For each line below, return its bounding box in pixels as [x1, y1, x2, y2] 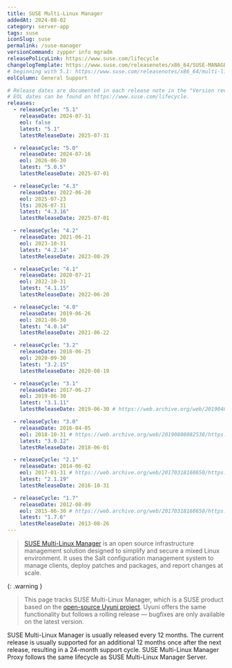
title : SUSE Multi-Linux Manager [7, 10, 104, 17]
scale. [23, 568, 41, 577]
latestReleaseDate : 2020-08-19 [19, 367, 110, 374]
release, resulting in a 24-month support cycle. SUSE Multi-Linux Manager [7, 646, 220, 653]
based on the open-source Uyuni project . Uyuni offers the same [23, 603, 206, 611]
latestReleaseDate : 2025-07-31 [19, 132, 110, 139]
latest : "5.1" [19, 125, 60, 132]
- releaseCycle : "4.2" [13, 228, 79, 234]
